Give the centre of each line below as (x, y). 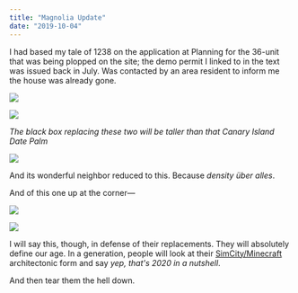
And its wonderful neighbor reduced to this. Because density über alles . (142, 175)
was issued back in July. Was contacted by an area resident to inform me (145, 71)
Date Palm (29, 141)
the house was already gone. (63, 80)
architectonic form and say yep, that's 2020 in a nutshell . (115, 262)
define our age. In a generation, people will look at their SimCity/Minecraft (146, 253)
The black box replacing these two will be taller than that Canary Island (142, 131)
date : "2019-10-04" (46, 26)
